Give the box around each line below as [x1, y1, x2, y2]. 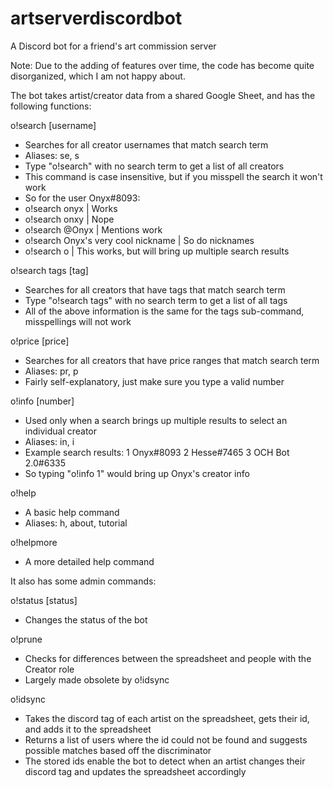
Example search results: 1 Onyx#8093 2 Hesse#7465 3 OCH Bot [24, 446, 290, 458]
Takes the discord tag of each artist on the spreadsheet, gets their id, [24, 712, 310, 724]
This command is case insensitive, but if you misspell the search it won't [24, 170, 323, 182]
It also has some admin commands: [10, 575, 157, 587]
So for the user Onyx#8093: [24, 192, 141, 204]
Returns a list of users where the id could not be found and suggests [24, 733, 308, 746]
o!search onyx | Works [24, 202, 118, 214]
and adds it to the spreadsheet [24, 723, 152, 735]
